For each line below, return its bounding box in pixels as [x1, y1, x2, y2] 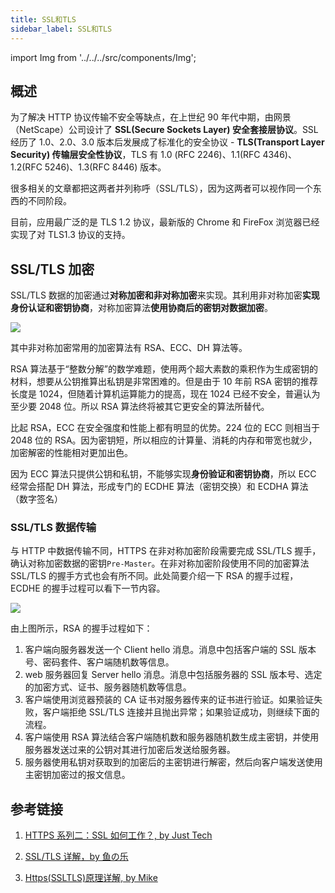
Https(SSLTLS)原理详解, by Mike [24, 872, 158, 884]
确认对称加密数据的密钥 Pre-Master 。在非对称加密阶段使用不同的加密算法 [10, 557, 310, 570]
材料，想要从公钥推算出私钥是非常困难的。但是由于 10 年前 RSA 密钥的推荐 [10, 376, 318, 388]
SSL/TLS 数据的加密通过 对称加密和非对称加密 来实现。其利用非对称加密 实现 [10, 289, 320, 301]
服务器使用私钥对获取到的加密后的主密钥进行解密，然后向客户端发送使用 [24, 756, 323, 768]
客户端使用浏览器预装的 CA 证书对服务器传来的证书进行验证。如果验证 [24, 694, 315, 706]
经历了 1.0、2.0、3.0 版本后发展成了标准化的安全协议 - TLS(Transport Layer [10, 136, 325, 148]
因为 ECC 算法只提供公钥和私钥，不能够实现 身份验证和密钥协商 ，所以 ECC [10, 468, 317, 480]
